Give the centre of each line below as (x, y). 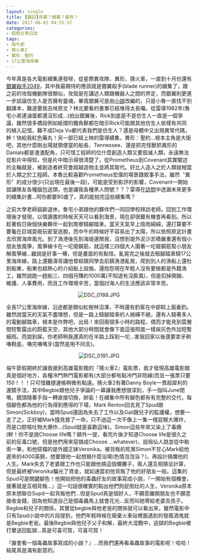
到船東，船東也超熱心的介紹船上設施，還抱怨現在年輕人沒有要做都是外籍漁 (96, 268)
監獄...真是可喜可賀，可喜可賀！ (65, 530)
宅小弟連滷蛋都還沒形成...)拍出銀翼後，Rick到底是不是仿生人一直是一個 (92, 115)
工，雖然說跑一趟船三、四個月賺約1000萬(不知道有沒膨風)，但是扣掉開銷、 (97, 276)
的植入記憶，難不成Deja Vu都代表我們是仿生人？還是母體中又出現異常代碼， (98, 130)
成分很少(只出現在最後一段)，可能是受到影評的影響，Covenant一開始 (105, 182)
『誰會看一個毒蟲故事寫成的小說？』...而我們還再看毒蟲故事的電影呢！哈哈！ (99, 542)
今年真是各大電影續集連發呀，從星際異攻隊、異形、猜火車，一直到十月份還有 (99, 79)
